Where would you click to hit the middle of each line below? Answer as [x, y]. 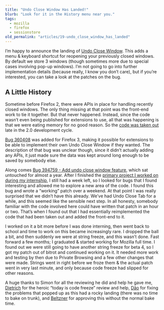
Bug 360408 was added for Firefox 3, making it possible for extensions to [79, 140]
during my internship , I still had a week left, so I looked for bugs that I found [81, 180]
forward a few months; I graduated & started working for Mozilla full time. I [80, 242]
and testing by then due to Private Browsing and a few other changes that [79, 257]
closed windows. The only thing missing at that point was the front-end [77, 109]
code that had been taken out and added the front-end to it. [65, 216]
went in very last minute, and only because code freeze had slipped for [77, 268]
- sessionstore [25, 32]
